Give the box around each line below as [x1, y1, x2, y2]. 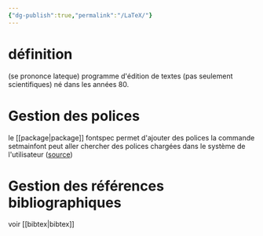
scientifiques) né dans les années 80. [8, 79, 130, 89]
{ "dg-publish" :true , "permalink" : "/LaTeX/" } [8, 11, 153, 20]
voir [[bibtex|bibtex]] [8, 220, 75, 229]
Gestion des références [8, 177, 165, 194]
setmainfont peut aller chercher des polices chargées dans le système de [8, 141, 246, 151]
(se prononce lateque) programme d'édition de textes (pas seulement [8, 71, 233, 81]
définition [8, 45, 73, 63]
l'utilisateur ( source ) [8, 150, 73, 159]
